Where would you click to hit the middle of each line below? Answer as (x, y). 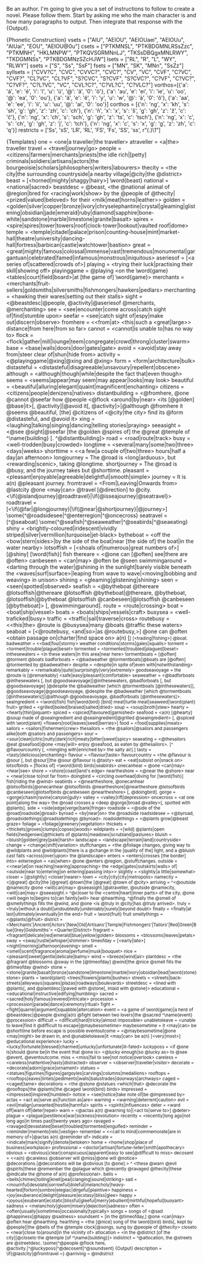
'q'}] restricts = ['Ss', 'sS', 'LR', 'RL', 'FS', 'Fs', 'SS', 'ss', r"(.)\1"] (84, 130)
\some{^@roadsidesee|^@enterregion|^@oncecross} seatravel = (87, 515)
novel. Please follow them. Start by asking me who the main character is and (101, 15)
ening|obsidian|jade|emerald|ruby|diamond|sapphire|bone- (80, 213)
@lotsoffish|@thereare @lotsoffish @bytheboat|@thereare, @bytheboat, (96, 593)
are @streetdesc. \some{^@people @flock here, (56, 1243)
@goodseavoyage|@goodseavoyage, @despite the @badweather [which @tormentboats (99, 691)
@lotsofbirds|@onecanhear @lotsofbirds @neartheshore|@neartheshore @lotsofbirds (96, 787)
